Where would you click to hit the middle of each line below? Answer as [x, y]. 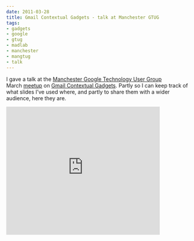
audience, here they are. [36, 98]
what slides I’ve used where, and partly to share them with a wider [88, 92]
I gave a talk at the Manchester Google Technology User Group [84, 79]
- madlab [17, 46]
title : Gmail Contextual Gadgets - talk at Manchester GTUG [83, 17]
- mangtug [19, 56]
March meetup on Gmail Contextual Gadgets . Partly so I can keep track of [97, 85]
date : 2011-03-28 [28, 12]
